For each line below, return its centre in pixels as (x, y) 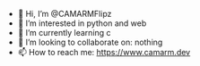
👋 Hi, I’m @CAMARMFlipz (65, 14)
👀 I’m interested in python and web (82, 23)
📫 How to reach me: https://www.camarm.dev (104, 52)
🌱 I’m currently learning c (64, 33)
